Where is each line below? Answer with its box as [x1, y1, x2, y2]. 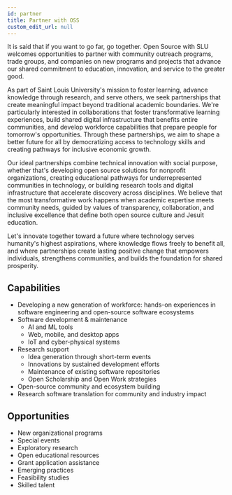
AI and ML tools [27, 323, 73, 331]
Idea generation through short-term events [27, 353, 152, 361]
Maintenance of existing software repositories [27, 368, 161, 376]
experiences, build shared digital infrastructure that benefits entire [7, 116, 198, 124]
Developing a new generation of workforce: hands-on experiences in [17, 300, 216, 309]
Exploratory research [17, 444, 78, 452]
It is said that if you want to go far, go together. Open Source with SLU [7, 43, 209, 51]
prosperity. [7, 262, 39, 270]
